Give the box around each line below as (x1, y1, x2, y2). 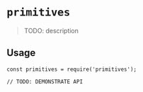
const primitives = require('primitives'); (6, 66, 137, 73)
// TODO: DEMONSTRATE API (6, 78, 83, 85)
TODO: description (23, 26, 79, 35)
